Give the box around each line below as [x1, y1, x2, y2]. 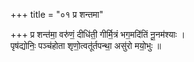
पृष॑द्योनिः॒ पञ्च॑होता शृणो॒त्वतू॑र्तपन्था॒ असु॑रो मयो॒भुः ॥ [10, 40, 162, 51]
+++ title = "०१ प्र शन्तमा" [10, 9, 104, 20]
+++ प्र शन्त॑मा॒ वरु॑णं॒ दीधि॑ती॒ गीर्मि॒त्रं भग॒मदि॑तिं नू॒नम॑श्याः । [10, 29, 186, 40]
